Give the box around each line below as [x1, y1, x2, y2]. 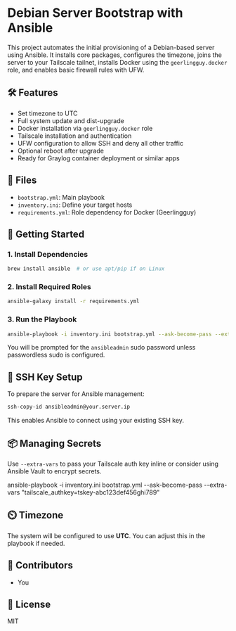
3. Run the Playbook [7, 314, 77, 324]
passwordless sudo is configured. [7, 350, 105, 359]
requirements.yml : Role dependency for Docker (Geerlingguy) [17, 208, 197, 216]
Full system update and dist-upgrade [17, 116, 124, 125]
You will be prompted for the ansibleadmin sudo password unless [7, 343, 196, 352]
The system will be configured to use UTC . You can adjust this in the [7, 531, 206, 540]
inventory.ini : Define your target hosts [17, 200, 133, 209]
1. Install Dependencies [7, 249, 88, 259]
